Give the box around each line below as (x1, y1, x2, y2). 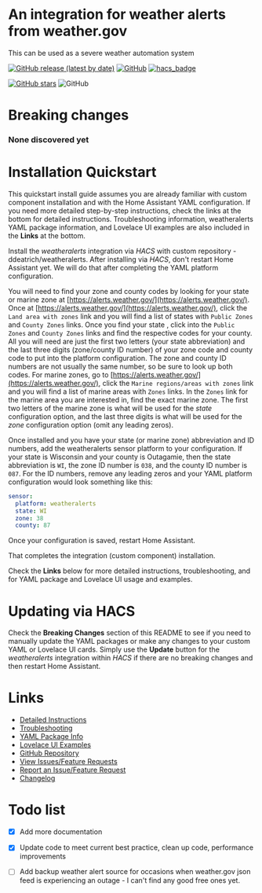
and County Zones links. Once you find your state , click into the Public (8, 320, 235, 329)
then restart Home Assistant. (8, 662, 101, 671)
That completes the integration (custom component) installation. (8, 551, 216, 560)
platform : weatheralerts (15, 499, 96, 508)
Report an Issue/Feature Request (19, 765, 126, 775)
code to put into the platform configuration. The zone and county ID (8, 353, 227, 362)
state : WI (15, 507, 47, 515)
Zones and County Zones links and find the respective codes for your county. (8, 328, 253, 337)
